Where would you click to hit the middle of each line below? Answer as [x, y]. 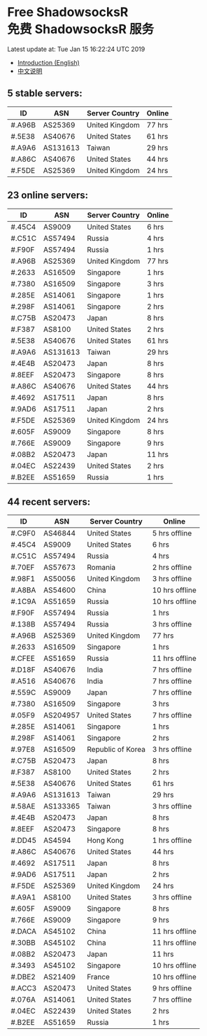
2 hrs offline [172, 568]
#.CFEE [23, 659]
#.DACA [24, 932]
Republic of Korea [116, 750]
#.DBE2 [23, 977]
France [99, 977]
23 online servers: [48, 196]
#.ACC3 [24, 988]
